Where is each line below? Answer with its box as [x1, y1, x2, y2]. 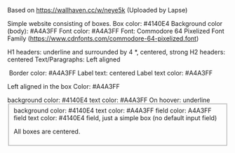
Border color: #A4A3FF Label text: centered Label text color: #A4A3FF [8, 69, 213, 77]
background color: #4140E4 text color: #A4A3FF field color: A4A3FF [13, 106, 212, 115]
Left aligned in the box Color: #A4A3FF [7, 82, 121, 90]
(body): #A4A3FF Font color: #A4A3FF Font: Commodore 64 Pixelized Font [7, 27, 224, 35]
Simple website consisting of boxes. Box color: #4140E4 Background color [7, 20, 223, 27]
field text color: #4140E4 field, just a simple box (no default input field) [13, 113, 217, 122]
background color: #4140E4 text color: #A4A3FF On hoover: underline [7, 96, 210, 104]
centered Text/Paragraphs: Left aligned [7, 55, 121, 64]
